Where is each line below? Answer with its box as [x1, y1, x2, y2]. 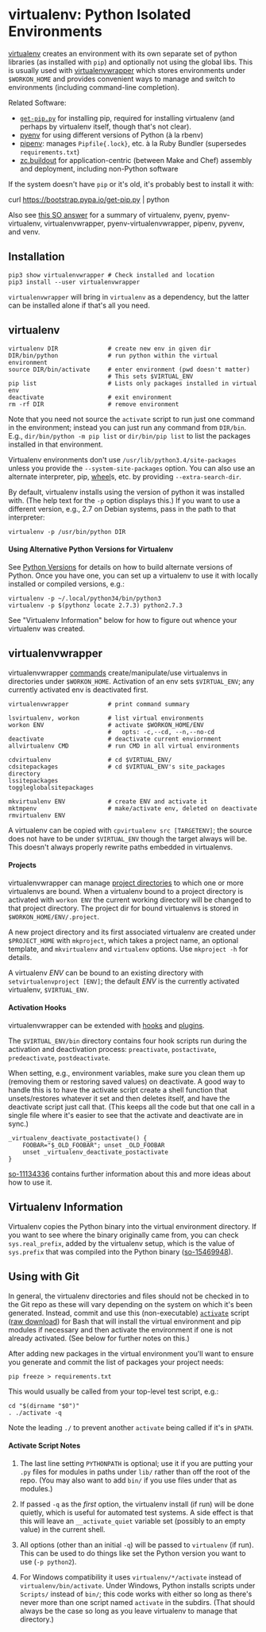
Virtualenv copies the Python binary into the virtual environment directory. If [8, 1221, 256, 1231]
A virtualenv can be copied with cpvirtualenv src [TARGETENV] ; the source [8, 825, 253, 835]
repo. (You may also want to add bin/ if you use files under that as [19, 1475, 237, 1485]
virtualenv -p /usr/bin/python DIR [8, 528, 126, 536]
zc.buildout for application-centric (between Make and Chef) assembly [19, 155, 253, 164]
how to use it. [8, 1178, 53, 1187]
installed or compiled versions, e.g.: [8, 578, 125, 589]
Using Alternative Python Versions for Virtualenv [8, 544, 173, 554]
